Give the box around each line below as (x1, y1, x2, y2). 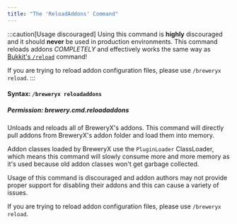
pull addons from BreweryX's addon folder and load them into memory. (7, 131, 214, 140)
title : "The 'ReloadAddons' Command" (7, 10, 119, 18)
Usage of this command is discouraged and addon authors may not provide (7, 174, 228, 182)
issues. (7, 189, 28, 197)
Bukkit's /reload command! (7, 52, 88, 61)
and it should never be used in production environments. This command (7, 37, 218, 46)
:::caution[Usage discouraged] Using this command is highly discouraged (7, 30, 223, 38)
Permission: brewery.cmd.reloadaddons (7, 105, 129, 114)
